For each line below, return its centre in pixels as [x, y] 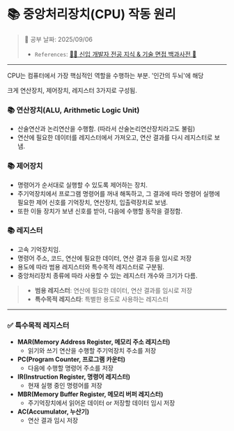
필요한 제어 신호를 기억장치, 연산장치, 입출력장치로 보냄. [93, 202]
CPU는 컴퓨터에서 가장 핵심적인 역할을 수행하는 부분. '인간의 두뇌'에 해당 [106, 75]
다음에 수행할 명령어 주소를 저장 [70, 368]
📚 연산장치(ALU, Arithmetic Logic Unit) [73, 110]
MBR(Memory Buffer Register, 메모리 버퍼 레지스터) [90, 394]
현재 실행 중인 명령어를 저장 [65, 386]
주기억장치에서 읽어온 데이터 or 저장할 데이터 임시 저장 [101, 403]
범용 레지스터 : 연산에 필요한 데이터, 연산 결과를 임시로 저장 [114, 290]
